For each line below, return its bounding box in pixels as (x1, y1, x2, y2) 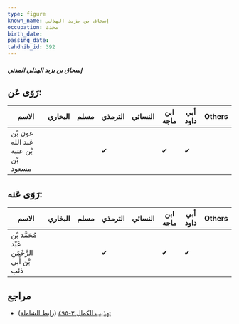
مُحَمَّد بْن (11, 230, 37, 240)
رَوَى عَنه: (7, 188, 43, 200)
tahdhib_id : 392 (7, 43, 55, 51)
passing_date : (7, 37, 50, 44)
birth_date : (7, 30, 43, 38)
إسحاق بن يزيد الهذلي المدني (7, 66, 83, 74)
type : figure (7, 10, 46, 18)
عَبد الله (11, 137, 34, 147)
